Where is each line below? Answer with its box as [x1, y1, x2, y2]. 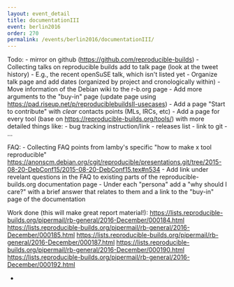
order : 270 [7, 29, 39, 37]
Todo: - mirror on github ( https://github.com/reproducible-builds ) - [7, 55, 199, 64]
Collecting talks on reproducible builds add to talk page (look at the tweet [7, 63, 219, 71]
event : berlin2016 [7, 23, 61, 30]
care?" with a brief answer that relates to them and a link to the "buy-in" [7, 188, 214, 196]
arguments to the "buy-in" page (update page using [7, 92, 156, 101]
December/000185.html [7, 231, 75, 240]
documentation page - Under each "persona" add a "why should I [37, 180, 227, 189]
